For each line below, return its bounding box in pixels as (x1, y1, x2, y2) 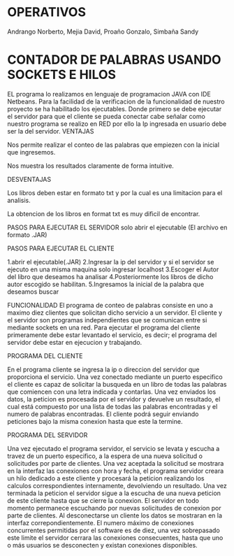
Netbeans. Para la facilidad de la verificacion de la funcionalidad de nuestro (7, 97, 225, 106)
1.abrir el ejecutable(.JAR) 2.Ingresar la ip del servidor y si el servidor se (7, 257, 214, 266)
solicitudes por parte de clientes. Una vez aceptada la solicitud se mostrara (7, 459, 224, 467)
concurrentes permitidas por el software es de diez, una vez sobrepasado (7, 526, 220, 534)
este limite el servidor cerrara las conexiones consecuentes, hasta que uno (7, 533, 224, 542)
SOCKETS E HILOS (7, 67, 117, 83)
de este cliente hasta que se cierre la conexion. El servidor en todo (7, 496, 199, 504)
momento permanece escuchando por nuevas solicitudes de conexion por (7, 504, 221, 512)
